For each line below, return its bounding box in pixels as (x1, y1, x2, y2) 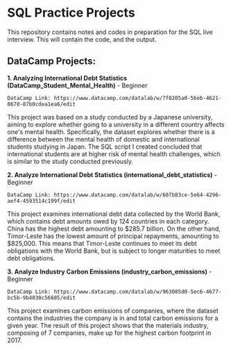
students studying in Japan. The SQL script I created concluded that (7, 142, 203, 151)
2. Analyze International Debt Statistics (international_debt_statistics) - (7, 170, 218, 178)
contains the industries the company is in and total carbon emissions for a (7, 314, 219, 322)
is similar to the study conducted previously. (7, 157, 134, 165)
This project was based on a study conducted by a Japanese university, (7, 112, 213, 121)
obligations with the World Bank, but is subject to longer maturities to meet (7, 247, 221, 255)
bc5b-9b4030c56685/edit (7, 294, 76, 301)
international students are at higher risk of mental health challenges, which (7, 149, 221, 158)
